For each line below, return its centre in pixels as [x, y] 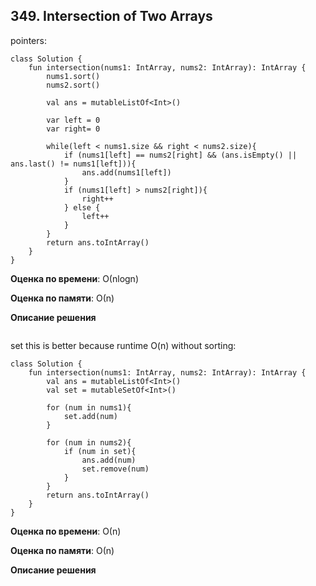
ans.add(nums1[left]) [126, 172]
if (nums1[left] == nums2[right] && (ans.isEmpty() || [180, 155]
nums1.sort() [73, 76]
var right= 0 [73, 129]
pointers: [28, 40]
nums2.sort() [73, 85]
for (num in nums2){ [89, 442]
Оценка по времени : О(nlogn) [74, 278]
